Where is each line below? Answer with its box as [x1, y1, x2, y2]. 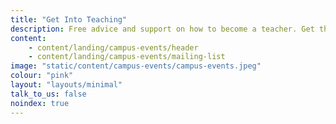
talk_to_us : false [10, 89, 87, 99]
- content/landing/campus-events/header [28, 42, 199, 53]
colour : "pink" [10, 71, 74, 81]
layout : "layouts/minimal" [10, 80, 123, 90]
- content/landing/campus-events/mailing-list [28, 52, 226, 62]
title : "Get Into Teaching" [10, 14, 128, 25]
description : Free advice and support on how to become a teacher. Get [10, 24, 315, 34]
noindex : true [10, 98, 70, 108]
